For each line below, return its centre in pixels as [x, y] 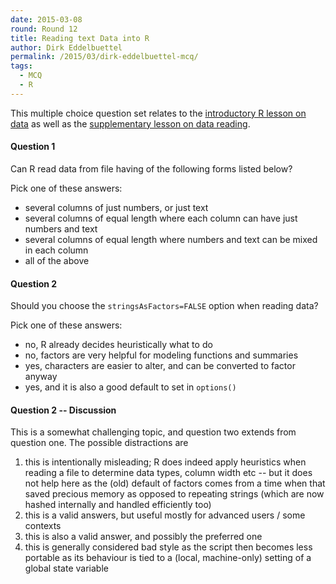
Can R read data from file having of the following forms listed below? [151, 168]
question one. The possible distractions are [99, 443]
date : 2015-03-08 [46, 19]
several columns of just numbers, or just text [116, 207]
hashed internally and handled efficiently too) [118, 505]
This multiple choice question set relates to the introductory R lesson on [158, 113]
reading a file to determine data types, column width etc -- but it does [168, 473]
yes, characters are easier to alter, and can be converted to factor [160, 366]
